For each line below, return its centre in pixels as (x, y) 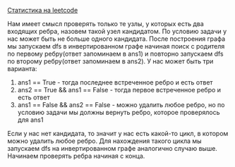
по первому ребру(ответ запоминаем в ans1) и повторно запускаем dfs (115, 54)
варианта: (22, 69)
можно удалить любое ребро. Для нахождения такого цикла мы (105, 141)
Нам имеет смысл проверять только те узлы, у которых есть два (106, 24)
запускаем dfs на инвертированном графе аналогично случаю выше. (112, 148)
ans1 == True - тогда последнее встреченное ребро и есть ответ (115, 82)
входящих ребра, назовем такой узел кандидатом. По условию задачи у (117, 31)
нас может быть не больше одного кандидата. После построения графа (116, 39)
